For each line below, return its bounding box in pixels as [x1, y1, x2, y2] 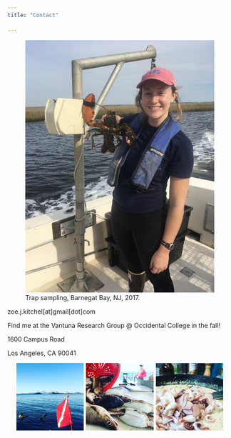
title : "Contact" [7, 11, 59, 19]
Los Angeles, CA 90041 [7, 349, 76, 357]
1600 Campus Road [7, 334, 66, 343]
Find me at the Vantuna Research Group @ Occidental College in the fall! [7, 321, 221, 329]
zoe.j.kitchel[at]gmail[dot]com [7, 307, 96, 316]
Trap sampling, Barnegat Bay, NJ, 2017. [25, 293, 140, 302]
